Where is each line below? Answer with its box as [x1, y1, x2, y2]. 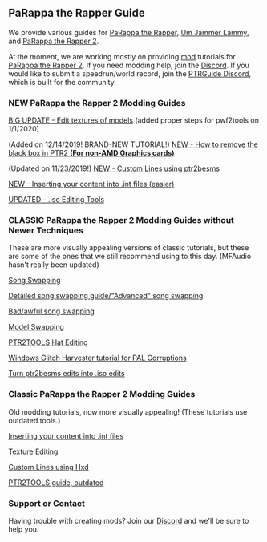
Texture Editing [8, 447, 59, 456]
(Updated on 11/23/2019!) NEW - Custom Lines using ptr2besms [8, 164, 220, 173]
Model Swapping [8, 322, 64, 332]
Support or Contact [8, 497, 86, 508]
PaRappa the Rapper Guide [8, 6, 146, 20]
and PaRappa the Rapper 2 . [8, 36, 99, 46]
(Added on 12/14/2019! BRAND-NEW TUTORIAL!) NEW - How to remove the [8, 140, 258, 149]
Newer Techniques [8, 224, 84, 236]
